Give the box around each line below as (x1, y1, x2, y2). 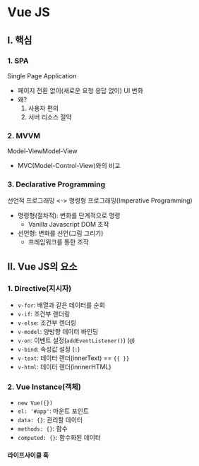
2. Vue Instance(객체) (7, 382, 81, 392)
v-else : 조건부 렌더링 (17, 318, 76, 327)
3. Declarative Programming (7, 179, 106, 189)
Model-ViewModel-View (7, 147, 78, 155)
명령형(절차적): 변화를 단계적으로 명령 (17, 211, 121, 220)
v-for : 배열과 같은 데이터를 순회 (17, 301, 106, 309)
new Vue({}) (17, 400, 53, 407)
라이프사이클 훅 (7, 451, 49, 460)
